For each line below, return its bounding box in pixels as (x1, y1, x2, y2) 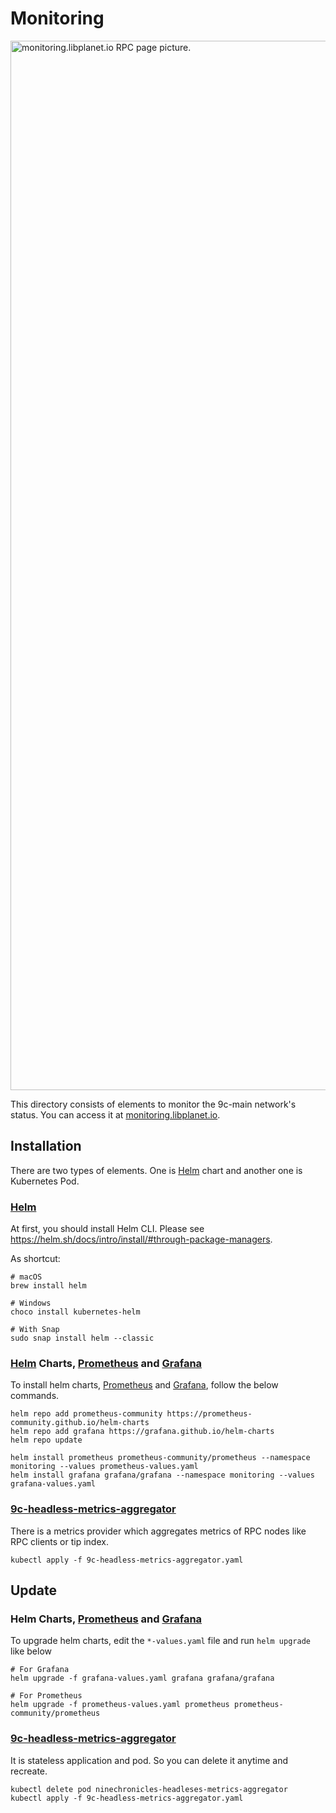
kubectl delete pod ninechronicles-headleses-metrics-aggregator (10, 1784, 288, 1794)
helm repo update (10, 1435, 83, 1446)
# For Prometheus (10, 1691, 83, 1701)
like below (10, 1645, 52, 1657)
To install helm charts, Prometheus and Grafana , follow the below (10, 1379, 279, 1391)
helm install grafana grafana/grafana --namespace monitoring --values (10, 1470, 315, 1481)
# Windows (10, 1298, 52, 1309)
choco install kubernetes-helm (10, 1307, 141, 1317)
